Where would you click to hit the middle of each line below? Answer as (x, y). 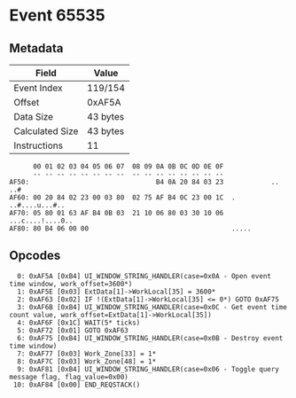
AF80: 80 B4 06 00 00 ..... (130, 229)
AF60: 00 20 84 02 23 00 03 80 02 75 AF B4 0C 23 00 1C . (123, 198)
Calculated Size (46, 131)
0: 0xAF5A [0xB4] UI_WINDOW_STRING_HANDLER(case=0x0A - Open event (144, 276)
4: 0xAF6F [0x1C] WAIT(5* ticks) (79, 323)
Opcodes (35, 256)
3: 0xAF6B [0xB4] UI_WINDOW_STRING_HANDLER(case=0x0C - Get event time (152, 307)
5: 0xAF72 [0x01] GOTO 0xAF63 (73, 330)
